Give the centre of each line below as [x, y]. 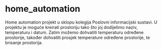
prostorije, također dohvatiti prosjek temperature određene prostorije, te [78, 37]
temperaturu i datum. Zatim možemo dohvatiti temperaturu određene [74, 32]
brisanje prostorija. [24, 42]
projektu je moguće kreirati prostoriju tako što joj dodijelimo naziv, [71, 27]
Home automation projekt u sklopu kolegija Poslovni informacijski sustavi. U [81, 22]
